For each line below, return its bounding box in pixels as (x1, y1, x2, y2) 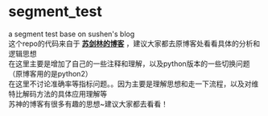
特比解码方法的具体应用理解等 (8, 89, 107, 98)
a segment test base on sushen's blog (8, 29, 135, 39)
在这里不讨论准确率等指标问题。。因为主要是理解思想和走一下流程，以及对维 (8, 79, 259, 89)
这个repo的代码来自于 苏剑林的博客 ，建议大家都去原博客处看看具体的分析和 (8, 39, 261, 48)
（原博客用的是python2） (8, 68, 93, 78)
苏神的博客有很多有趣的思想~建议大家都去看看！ (8, 99, 169, 109)
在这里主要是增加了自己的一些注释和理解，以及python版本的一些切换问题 (8, 59, 250, 68)
